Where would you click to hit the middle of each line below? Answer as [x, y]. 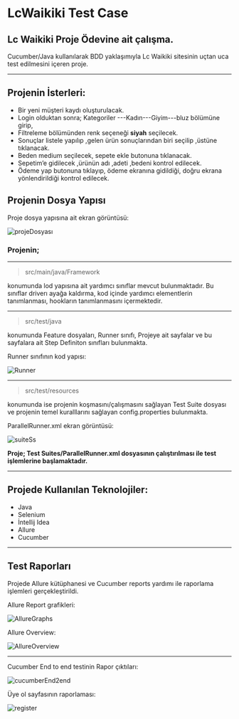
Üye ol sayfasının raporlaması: [52, 694]
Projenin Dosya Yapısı [57, 201]
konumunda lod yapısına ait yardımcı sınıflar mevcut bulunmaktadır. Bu [111, 285]
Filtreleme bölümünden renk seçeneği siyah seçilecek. [98, 132]
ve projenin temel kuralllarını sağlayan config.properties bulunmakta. [108, 412]
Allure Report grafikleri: [42, 605]
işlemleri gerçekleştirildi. [43, 591]
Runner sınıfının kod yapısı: [47, 356]
